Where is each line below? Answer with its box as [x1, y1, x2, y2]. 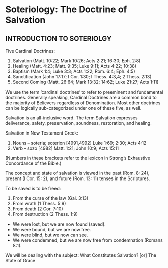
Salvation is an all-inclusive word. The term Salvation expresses [5, 115, 138, 121]
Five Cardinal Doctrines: [5, 48, 55, 54]
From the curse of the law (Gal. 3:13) [12, 195, 89, 201]
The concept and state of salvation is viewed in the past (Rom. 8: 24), [5, 170, 150, 176]
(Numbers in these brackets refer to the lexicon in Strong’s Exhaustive [5, 155, 150, 161]
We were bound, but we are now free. [12, 227, 91, 232]
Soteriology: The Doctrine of [5, 4, 127, 15]
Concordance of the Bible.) [5, 160, 62, 166]
